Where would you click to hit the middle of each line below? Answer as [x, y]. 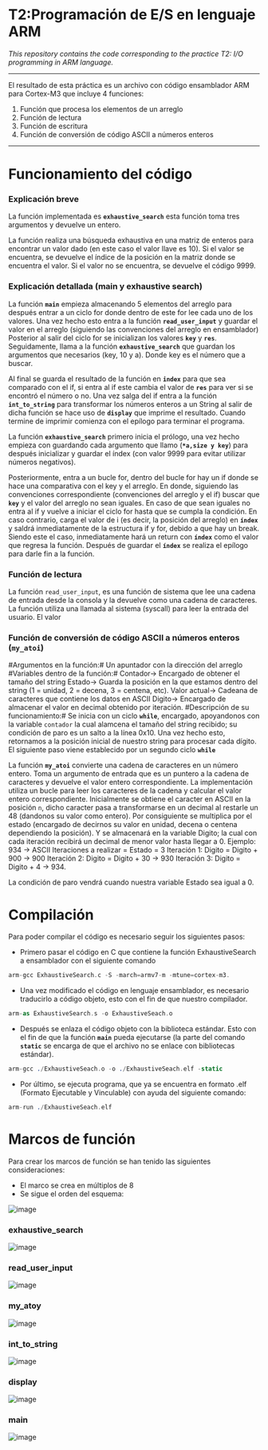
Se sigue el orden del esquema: [72, 1193]
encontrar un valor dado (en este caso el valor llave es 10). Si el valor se [126, 249]
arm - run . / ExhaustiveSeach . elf [60, 1107]
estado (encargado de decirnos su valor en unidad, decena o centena [123, 825]
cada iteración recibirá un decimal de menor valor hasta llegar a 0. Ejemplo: [132, 841]
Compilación [51, 914]
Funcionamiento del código [100, 174]
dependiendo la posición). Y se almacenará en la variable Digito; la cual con [133, 833]
